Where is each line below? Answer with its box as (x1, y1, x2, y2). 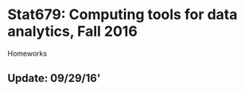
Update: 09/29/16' (7, 71, 101, 85)
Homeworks (7, 48, 48, 58)
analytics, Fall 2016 (7, 22, 138, 40)
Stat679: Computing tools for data (7, 6, 238, 24)
